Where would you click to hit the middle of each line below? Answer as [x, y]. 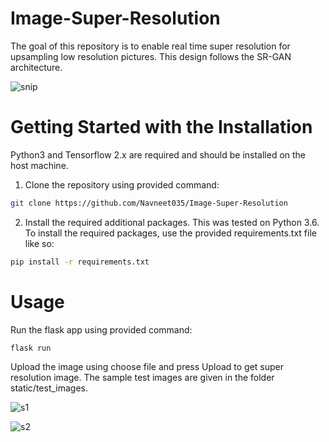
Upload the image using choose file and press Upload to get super [147, 367]
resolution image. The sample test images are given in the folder [142, 378]
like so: [39, 243]
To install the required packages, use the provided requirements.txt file [170, 233]
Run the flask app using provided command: [101, 329]
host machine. [39, 165]
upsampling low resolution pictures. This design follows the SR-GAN [151, 56]
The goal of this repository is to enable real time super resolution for [150, 46]
